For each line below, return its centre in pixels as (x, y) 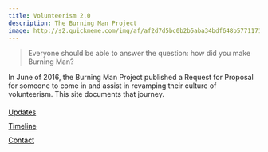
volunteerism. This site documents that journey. (87, 94)
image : (19, 30)
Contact (21, 140)
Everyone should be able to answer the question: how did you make (139, 54)
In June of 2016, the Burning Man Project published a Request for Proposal (131, 78)
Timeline (23, 126)
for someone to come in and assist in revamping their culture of (112, 86)
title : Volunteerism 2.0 (49, 16)
